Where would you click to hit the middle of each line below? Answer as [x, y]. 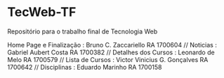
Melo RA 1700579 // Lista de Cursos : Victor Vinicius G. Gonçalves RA [108, 59]
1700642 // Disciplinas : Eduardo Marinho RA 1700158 [85, 67]
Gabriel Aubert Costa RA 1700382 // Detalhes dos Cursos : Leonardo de [111, 52]
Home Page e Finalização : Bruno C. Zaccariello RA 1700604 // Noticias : [112, 45]
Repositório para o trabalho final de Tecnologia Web [83, 31]
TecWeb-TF [42, 12]
